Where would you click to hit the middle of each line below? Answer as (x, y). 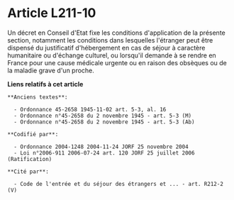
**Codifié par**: (33, 134)
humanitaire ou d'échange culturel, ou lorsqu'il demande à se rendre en (112, 55)
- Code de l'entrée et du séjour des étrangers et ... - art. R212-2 (118, 184)
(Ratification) (30, 159)
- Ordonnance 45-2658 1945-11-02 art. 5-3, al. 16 (90, 109)
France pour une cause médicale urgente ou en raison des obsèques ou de (117, 62)
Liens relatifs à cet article (45, 84)
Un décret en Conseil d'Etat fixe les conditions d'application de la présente (116, 33)
